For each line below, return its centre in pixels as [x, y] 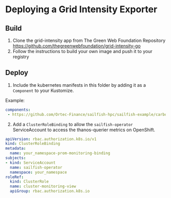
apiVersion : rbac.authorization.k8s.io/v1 [51, 139]
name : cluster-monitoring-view [43, 187]
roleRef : [15, 177]
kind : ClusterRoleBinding [33, 144]
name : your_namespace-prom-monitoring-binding [60, 153]
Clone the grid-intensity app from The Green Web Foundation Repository [89, 40]
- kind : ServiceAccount [31, 163]
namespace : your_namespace [38, 172]
